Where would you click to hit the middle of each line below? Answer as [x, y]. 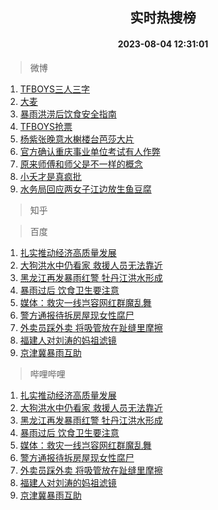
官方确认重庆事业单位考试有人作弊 [90, 151]
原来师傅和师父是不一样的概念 [81, 164]
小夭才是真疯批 [50, 176]
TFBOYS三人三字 [54, 89]
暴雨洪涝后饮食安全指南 [68, 114]
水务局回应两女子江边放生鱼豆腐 [85, 189]
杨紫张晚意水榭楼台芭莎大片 [77, 139]
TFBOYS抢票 [46, 126]
